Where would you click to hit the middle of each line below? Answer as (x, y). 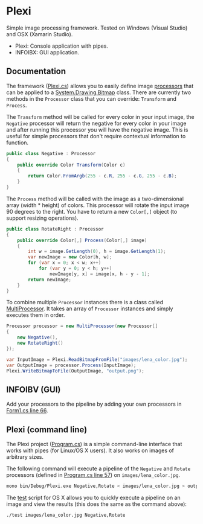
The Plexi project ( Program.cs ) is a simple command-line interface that (94, 444)
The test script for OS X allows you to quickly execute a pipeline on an (93, 497)
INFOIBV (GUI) (34, 390)
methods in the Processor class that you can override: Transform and (92, 98)
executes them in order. (36, 315)
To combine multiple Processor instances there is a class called (85, 302)
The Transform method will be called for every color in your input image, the (100, 117)
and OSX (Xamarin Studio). (40, 34)
